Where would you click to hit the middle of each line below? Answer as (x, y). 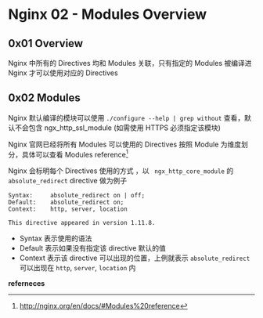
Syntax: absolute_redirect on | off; (77, 196)
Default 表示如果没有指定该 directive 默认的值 (93, 248)
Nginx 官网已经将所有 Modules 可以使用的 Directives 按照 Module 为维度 (125, 144)
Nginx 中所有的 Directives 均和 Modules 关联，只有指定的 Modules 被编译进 (130, 63)
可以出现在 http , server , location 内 (77, 268)
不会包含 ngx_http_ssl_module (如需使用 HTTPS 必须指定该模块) (118, 128)
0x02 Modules (44, 98)
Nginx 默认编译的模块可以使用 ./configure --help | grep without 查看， (126, 117)
